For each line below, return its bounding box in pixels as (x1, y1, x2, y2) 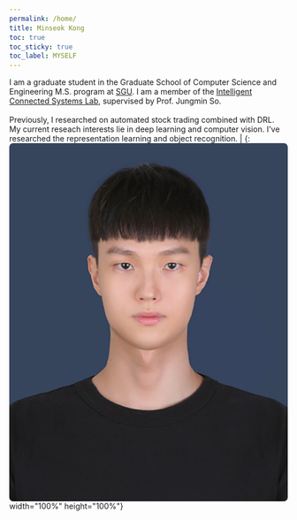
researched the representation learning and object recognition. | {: (9, 134, 250, 144)
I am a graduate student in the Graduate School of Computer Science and (9, 77, 277, 88)
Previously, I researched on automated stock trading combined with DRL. (9, 115, 275, 126)
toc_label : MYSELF (9, 51, 77, 61)
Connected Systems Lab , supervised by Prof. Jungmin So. (9, 96, 222, 106)
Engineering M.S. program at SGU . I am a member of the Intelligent (9, 87, 253, 97)
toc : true (9, 33, 46, 42)
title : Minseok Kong (9, 23, 86, 33)
